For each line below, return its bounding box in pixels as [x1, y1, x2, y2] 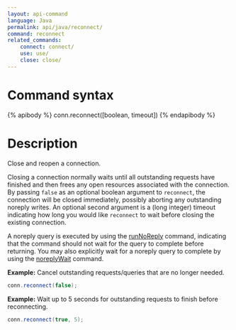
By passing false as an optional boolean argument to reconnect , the [7, 187, 206, 196]
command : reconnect [7, 30, 65, 38]
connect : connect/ [20, 43, 74, 50]
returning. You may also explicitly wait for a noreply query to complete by [7, 246, 221, 255]
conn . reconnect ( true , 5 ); [7, 316, 84, 323]
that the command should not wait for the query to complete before [7, 239, 204, 248]
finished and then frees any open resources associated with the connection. [7, 180, 230, 189]
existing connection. [7, 218, 67, 226]
